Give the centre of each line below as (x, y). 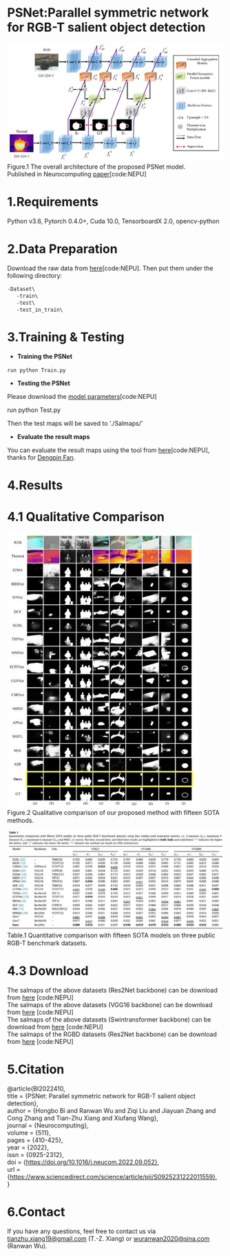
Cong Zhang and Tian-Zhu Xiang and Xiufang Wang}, (83, 1118)
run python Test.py (34, 410)
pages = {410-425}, (35, 1140)
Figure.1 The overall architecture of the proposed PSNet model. (96, 167)
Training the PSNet (45, 357)
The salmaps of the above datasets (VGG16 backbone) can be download (110, 1004)
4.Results (35, 486)
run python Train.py (37, 371)
